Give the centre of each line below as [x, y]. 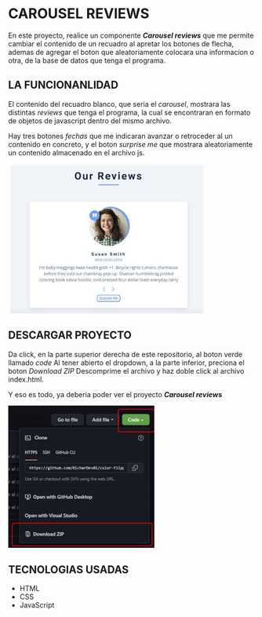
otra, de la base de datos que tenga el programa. [87, 60]
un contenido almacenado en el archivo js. [76, 152]
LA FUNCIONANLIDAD [64, 85]
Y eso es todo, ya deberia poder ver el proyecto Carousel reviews [115, 394]
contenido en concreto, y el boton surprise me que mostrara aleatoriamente [131, 144]
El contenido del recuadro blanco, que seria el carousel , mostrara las [119, 104]
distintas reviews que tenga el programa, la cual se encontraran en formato [129, 112]
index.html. [26, 379]
